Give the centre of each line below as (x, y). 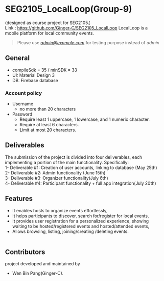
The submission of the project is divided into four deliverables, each (74, 157)
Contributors (25, 252)
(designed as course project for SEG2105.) (48, 23)
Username (23, 104)
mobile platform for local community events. (49, 33)
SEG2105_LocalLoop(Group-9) (69, 9)
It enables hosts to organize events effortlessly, (60, 210)
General (18, 58)
